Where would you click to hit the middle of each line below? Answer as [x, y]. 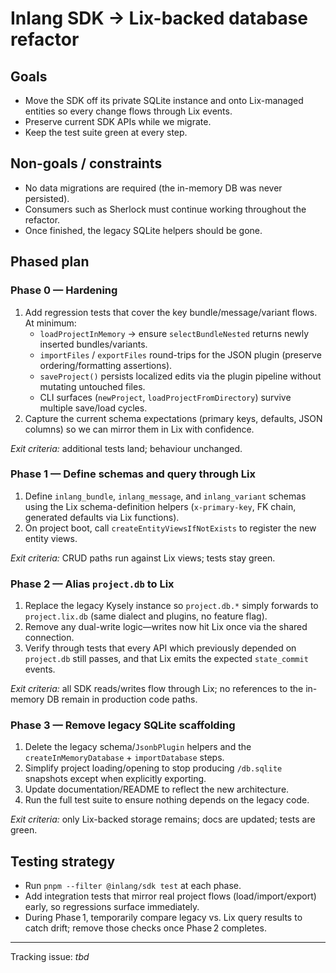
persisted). [47, 198]
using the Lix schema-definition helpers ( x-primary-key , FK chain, [160, 506]
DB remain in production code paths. [122, 699]
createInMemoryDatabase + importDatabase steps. [124, 758]
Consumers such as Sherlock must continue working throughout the [165, 209]
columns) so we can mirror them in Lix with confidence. [139, 429]
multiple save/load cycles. [93, 408]
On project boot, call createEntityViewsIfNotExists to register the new [170, 528]
